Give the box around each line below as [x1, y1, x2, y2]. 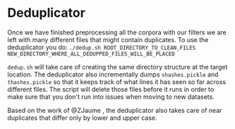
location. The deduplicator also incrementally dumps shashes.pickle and [7, 70, 219, 79]
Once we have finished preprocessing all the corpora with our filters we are [7, 28, 227, 36]
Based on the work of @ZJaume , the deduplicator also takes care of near [7, 106, 222, 114]
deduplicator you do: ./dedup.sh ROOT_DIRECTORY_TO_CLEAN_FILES [7, 43, 196, 51]
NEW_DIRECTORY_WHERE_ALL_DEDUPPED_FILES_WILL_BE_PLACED [7, 50, 175, 57]
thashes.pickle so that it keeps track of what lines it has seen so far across [7, 77, 227, 86]
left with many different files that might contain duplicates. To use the [7, 35, 209, 43]
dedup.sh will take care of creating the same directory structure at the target [7, 62, 228, 71]
